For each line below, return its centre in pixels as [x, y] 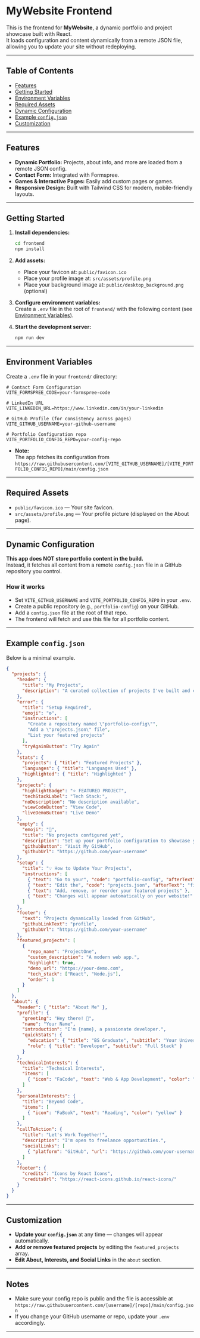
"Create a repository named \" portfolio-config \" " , [93, 724]
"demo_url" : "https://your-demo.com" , [76, 968]
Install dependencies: [42, 233]
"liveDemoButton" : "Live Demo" [61, 813]
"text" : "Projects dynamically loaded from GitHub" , [89, 918]
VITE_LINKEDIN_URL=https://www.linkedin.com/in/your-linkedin [85, 408]
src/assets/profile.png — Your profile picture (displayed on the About [102, 513]
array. [22, 1254]
